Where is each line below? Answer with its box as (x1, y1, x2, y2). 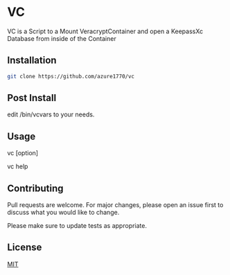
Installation (7, 55, 57, 66)
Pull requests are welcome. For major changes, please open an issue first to (7, 201, 224, 209)
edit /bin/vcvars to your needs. (7, 110, 95, 118)
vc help (7, 162, 28, 170)
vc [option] (7, 149, 39, 157)
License (7, 242, 42, 254)
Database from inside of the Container (7, 34, 116, 42)
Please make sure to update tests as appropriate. (7, 222, 148, 230)
